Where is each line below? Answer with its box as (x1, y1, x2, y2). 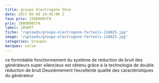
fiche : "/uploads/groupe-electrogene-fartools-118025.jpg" (5, 30, 128, 35)
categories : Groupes (5, 39, 47, 44)
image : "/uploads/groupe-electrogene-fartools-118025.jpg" (5, 35, 128, 40)
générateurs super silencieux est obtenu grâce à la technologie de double (5, 62, 154, 68)
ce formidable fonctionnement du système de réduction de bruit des (5, 57, 143, 62)
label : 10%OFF (5, 25, 34, 30)
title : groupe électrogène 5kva (5, 7, 71, 12)
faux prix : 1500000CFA (5, 16, 51, 21)
